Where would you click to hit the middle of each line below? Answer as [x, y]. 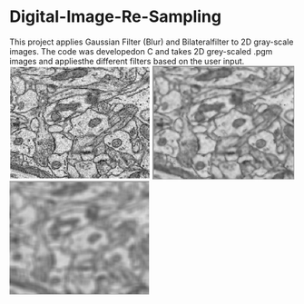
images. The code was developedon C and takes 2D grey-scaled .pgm [141, 51]
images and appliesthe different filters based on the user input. [127, 61]
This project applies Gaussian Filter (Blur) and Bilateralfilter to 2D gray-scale [152, 42]
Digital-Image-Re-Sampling [116, 17]
